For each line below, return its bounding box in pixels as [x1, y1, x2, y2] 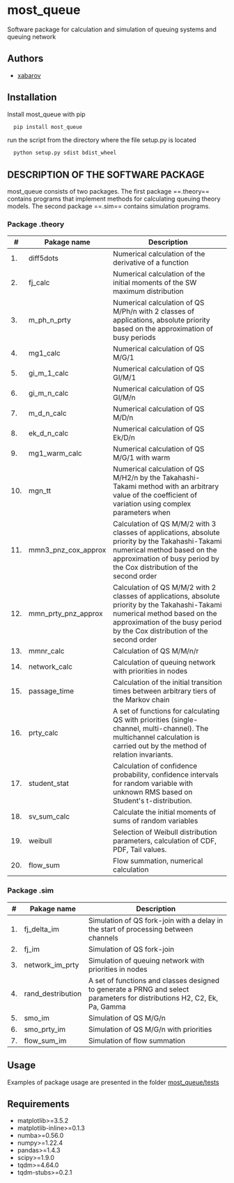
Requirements [7, 1098, 70, 1110]
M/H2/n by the [112, 473, 161, 483]
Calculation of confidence [112, 761, 198, 771]
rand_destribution [24, 989, 82, 998]
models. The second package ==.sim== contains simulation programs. [7, 202, 210, 210]
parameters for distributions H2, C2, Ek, [88, 993, 219, 1003]
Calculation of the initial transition [112, 678, 223, 688]
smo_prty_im [24, 1024, 66, 1034]
